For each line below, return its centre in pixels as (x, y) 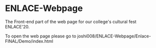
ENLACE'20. (17, 26)
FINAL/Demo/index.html (29, 41)
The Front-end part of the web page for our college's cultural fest (71, 22)
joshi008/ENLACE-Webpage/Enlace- (114, 36)
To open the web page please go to (41, 36)
